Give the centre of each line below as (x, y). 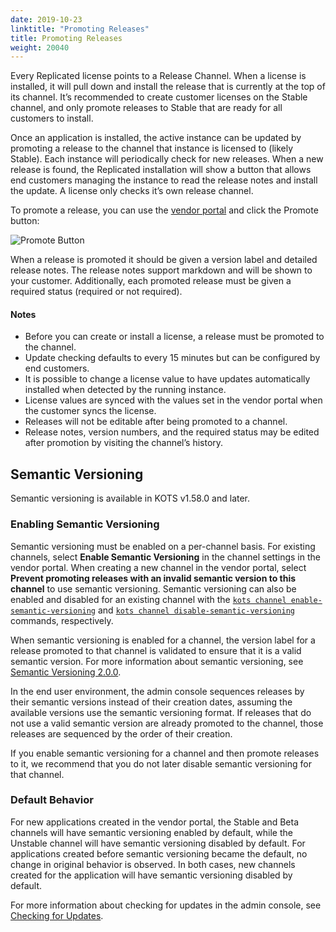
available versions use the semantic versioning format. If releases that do (161, 712)
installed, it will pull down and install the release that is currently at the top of (168, 87)
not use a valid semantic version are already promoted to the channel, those (167, 723)
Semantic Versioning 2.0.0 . (66, 672)
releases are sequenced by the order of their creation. (121, 733)
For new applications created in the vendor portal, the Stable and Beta (155, 822)
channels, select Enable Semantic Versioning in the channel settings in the (165, 557)
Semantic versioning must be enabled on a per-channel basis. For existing (163, 546)
